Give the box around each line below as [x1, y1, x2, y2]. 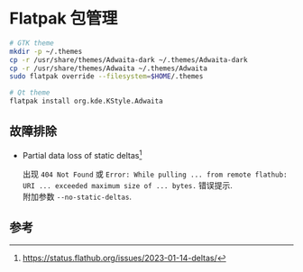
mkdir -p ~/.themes [9, 47, 83, 56]
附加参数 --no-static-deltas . [22, 191, 133, 202]
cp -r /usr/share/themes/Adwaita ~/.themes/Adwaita [9, 64, 207, 73]
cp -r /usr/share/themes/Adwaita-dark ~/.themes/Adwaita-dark [9, 55, 248, 64]
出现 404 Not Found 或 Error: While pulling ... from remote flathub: [22, 168, 288, 179]
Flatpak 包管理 [9, 8, 118, 29]
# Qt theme [9, 88, 50, 97]
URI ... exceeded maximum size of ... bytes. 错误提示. [22, 179, 233, 190]
